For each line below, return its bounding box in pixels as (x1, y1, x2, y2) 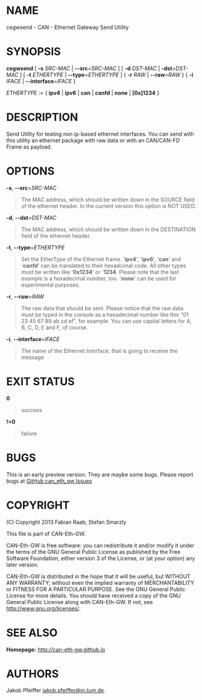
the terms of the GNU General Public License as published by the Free (6, 548, 181, 555)
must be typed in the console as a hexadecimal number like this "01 (21, 311, 189, 318)
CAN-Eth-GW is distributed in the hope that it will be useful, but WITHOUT (6, 573, 191, 580)
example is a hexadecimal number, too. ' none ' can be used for (21, 275, 177, 282)
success (21, 406, 42, 413)
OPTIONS (6, 164, 55, 178)
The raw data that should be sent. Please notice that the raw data (21, 304, 184, 311)
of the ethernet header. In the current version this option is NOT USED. (21, 202, 197, 209)
